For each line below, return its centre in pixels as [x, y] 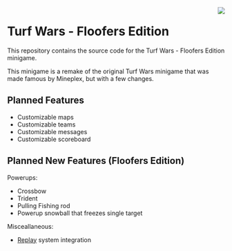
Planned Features [46, 101]
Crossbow [32, 191]
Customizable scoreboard [54, 139]
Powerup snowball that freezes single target [80, 213]
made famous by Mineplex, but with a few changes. [80, 78]
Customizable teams [46, 124]
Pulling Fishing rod [43, 205]
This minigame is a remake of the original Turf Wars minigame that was [108, 71]
